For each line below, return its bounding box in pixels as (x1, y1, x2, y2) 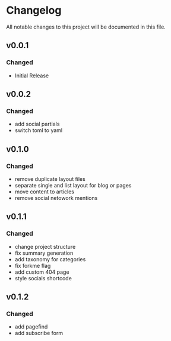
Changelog (6, 4, 62, 17)
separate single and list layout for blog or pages (14, 182, 132, 189)
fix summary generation (14, 249, 74, 256)
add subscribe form (14, 330, 64, 337)
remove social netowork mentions (14, 195, 98, 201)
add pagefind (14, 323, 48, 330)
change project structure (14, 243, 76, 250)
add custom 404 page (14, 268, 69, 276)
